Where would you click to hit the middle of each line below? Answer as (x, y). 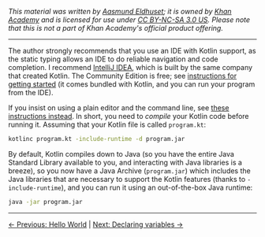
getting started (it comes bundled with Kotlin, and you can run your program (132, 84)
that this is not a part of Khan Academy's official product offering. (116, 28)
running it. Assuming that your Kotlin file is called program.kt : (107, 124)
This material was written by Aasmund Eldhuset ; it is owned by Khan (120, 11)
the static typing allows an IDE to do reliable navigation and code (113, 59)
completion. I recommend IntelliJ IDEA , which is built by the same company (131, 67)
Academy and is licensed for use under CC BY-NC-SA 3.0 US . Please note (129, 20)
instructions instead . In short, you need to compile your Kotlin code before (129, 116)
